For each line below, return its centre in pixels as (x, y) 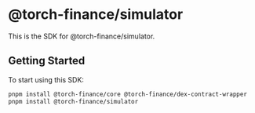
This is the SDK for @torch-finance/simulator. (82, 36)
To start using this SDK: (46, 79)
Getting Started (47, 61)
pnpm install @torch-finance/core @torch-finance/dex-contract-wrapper (127, 94)
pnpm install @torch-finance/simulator (73, 101)
